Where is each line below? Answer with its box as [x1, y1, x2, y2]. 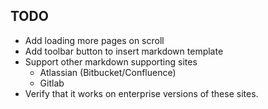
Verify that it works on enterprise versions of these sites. [24, 87, 259, 99]
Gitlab [39, 77, 65, 89]
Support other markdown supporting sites [24, 55, 198, 68]
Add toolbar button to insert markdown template [24, 45, 224, 57]
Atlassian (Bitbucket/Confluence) [39, 66, 177, 78]
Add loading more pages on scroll [24, 34, 165, 46]
